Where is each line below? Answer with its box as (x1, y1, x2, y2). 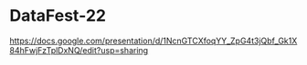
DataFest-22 (9, 5, 107, 26)
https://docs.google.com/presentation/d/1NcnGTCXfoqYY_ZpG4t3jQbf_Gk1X (9, 35, 298, 46)
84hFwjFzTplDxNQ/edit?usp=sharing (9, 44, 149, 55)
